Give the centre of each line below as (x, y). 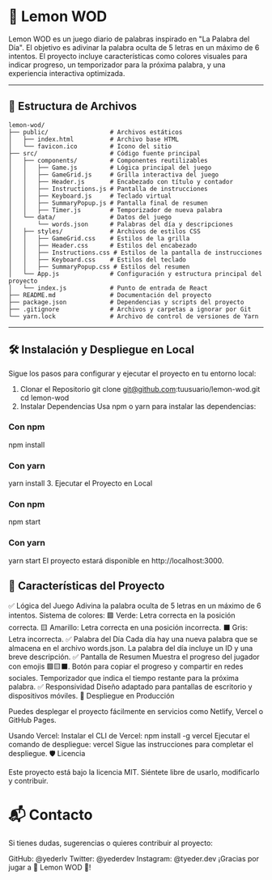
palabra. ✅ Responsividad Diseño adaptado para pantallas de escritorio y (130, 687)
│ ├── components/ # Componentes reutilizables (108, 160)
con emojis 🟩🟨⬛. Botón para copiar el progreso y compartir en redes (126, 666)
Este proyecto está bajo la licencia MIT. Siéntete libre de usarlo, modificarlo (134, 772)
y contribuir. (28, 780)
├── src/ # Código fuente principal (104, 153)
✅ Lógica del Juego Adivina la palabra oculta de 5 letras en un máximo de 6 (135, 606)
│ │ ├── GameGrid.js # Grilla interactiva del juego (114, 174)
